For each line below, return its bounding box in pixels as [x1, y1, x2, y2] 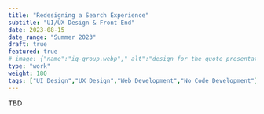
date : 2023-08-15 [8, 26, 65, 34]
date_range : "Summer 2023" [8, 33, 97, 41]
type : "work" [8, 62, 51, 70]
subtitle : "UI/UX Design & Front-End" [8, 19, 135, 27]
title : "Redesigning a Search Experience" [8, 11, 149, 20]
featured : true [8, 48, 58, 55]
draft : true [8, 41, 47, 48]
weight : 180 [8, 69, 47, 77]
